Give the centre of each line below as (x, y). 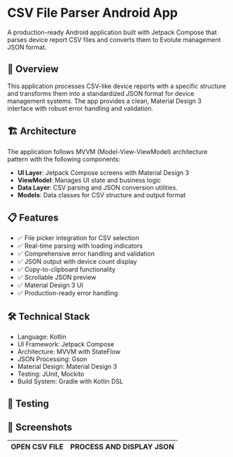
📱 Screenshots (40, 427)
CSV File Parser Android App (93, 13)
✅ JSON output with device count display (77, 262)
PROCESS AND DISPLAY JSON (122, 447)
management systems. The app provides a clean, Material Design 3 (104, 101)
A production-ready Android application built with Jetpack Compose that (112, 32)
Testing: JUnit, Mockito (51, 374)
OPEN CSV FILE (37, 447)
